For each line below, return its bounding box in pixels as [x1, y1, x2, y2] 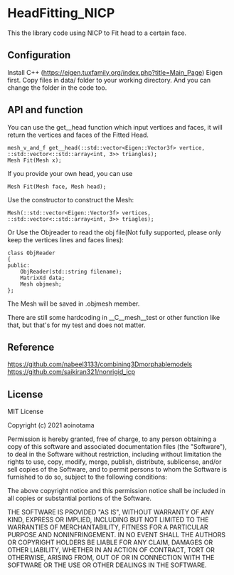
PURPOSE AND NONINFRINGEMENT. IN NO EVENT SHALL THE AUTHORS [7, 531, 226, 539]
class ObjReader [7, 249, 55, 257]
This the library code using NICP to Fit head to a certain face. [7, 29, 187, 37]
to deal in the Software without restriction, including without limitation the [7, 450, 222, 459]
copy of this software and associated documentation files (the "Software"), [7, 442, 228, 451]
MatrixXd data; [20, 274, 65, 281]
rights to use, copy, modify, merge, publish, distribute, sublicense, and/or [7, 457, 222, 466]
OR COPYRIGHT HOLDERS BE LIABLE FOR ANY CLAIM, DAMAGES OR [7, 538, 213, 546]
